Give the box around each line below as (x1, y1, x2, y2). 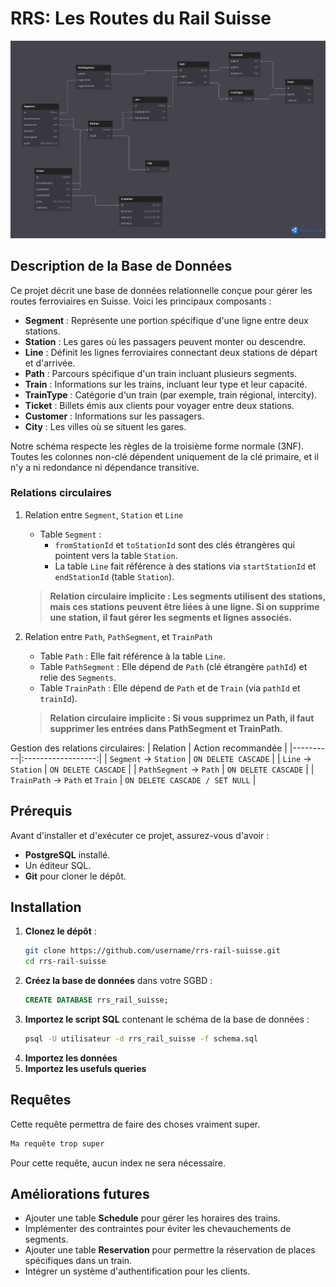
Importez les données (24, 1052, 118, 1064)
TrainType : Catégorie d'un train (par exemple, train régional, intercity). (24, 388, 318, 401)
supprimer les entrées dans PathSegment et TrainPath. (49, 722, 283, 734)
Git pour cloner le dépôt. (24, 870, 127, 882)
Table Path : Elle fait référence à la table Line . (39, 650, 227, 662)
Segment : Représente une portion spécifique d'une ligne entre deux (24, 314, 309, 326)
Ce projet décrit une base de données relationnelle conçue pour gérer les (10, 284, 313, 296)
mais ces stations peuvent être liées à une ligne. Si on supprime (49, 600, 320, 612)
